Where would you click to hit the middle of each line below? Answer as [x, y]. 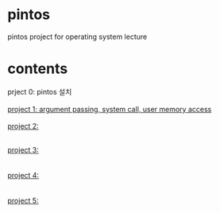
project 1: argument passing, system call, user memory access [110, 109]
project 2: [23, 126]
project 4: [23, 175]
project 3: [23, 149]
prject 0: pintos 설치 [40, 91]
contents [38, 69]
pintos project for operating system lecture [77, 37]
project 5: [23, 200]
